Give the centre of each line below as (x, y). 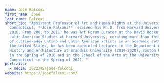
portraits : (16, 64)
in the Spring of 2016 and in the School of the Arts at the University (85, 55)
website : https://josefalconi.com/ (41, 73)
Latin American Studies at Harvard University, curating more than (80, 37)
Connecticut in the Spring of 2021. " (49, 60)
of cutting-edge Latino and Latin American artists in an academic (80, 41)
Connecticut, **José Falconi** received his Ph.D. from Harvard (76, 28)
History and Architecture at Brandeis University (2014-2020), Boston (83, 50)
